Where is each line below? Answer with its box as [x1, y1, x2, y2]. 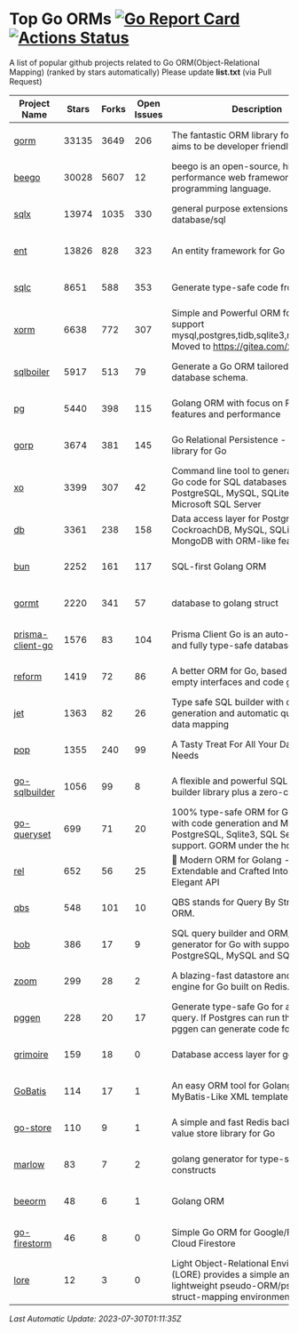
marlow [13, 1158, 45, 1170]
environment [239, 1290, 293, 1303]
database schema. [171, 371, 248, 383]
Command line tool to [171, 464, 261, 477]
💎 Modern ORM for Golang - [171, 854, 290, 866]
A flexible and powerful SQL [171, 775, 288, 787]
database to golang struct [171, 597, 279, 609]
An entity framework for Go [171, 245, 286, 257]
